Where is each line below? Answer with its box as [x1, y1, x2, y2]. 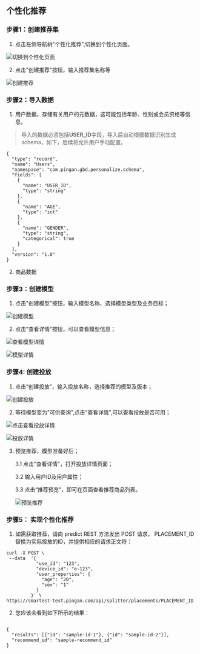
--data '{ [8, 555, 36, 561]
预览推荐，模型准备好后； [15, 447, 79, 455]
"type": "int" [22, 209, 59, 215]
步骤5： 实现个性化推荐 [6, 515, 74, 524]
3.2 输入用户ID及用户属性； [15, 473, 84, 480]
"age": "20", [41, 576, 75, 582]
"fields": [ [12, 172, 42, 178]
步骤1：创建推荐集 [6, 25, 59, 34]
